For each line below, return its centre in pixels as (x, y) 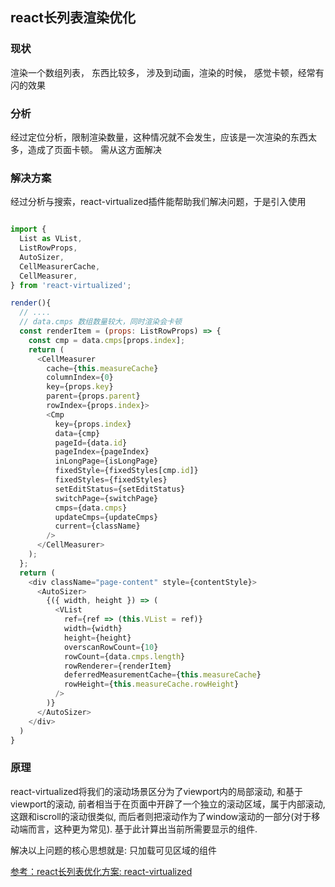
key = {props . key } (80, 387)
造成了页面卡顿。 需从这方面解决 (94, 149)
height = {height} (97, 638)
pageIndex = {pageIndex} (102, 452)
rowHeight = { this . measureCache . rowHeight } (151, 684)
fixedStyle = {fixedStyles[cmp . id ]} (126, 471)
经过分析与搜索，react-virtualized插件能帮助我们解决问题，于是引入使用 (158, 202)
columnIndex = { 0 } (80, 378)
